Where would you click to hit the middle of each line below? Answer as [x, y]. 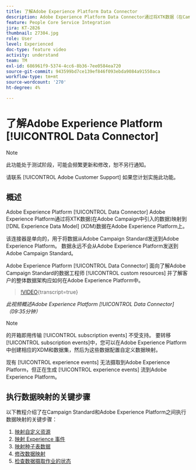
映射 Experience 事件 [40, 439]
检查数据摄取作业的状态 [43, 461]
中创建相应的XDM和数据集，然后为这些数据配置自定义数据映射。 [84, 349]
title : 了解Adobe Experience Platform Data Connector [72, 11]
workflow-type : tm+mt [32, 77]
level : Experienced [30, 44]
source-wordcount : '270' [36, 83]
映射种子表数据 [32, 447]
